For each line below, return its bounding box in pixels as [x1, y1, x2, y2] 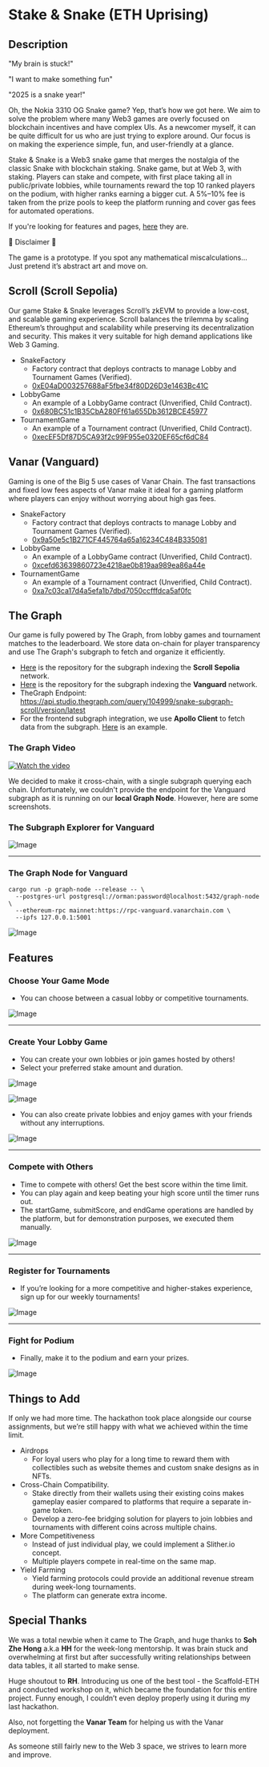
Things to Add [8, 1392, 80, 1405]
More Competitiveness [19, 1531, 95, 1541]
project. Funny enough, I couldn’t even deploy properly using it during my [8, 1693, 251, 1703]
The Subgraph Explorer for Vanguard [8, 822, 155, 833]
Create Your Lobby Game [8, 1036, 108, 1047]
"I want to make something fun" [8, 75, 114, 83]
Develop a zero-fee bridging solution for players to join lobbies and [31, 1514, 253, 1524]
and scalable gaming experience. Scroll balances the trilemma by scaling [8, 314, 249, 324]
